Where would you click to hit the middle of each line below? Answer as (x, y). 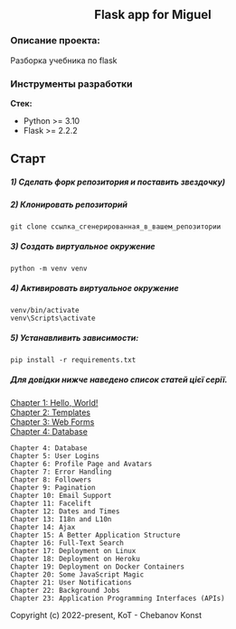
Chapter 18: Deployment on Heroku (76, 559)
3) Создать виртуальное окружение (83, 247)
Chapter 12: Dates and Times (65, 511)
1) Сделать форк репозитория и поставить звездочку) (118, 182)
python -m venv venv (49, 268)
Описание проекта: (55, 41)
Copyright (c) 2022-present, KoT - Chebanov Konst (106, 615)
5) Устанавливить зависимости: (75, 338)
